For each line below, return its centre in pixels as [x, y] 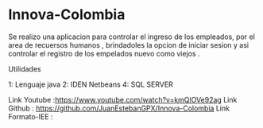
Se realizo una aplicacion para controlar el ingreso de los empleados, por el [132, 37]
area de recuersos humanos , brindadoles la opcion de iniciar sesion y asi [128, 45]
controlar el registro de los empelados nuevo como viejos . [104, 53]
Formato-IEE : [31, 116]
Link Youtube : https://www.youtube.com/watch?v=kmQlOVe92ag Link [123, 99]
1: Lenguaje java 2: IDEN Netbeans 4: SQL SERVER [91, 84]
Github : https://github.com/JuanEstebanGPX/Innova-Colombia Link [119, 108]
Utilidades [25, 68]
